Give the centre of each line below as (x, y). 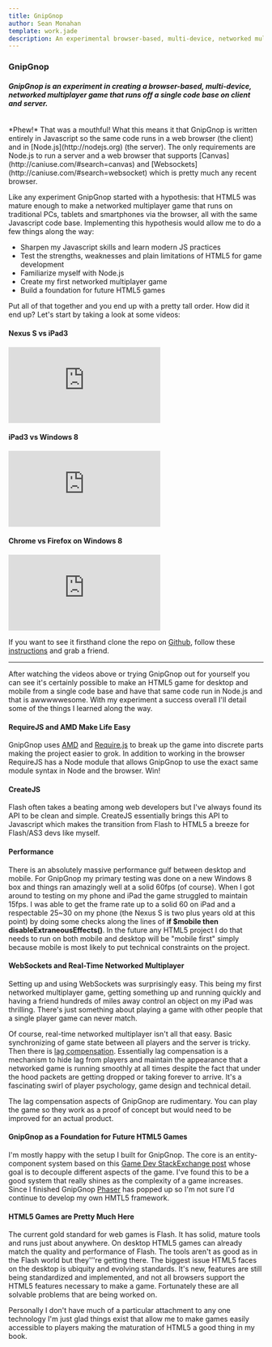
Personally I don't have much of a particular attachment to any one (119, 1311)
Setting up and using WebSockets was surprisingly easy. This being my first (135, 983)
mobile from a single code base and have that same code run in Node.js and (136, 691)
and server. (28, 103)
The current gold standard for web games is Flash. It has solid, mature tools (134, 1234)
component (28, 1164)
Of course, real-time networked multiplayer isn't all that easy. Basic (120, 1034)
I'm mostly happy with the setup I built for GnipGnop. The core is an (121, 1155)
